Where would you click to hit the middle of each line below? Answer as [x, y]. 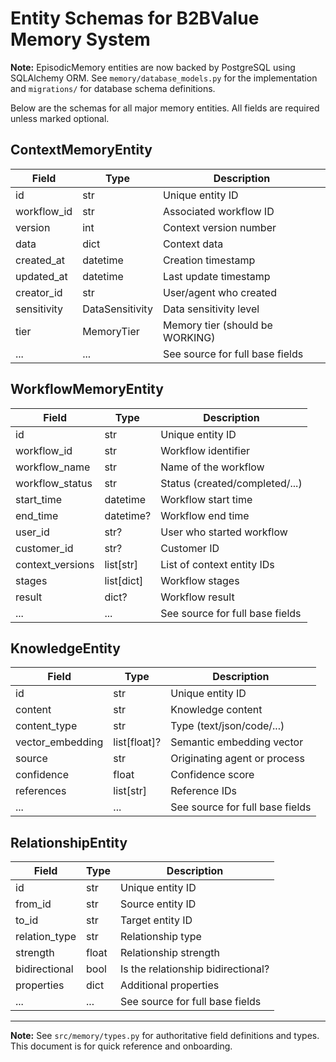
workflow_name [53, 467]
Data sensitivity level [211, 309]
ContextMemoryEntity [81, 150]
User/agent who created [219, 292]
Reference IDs [203, 791]
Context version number [219, 227]
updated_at [41, 276]
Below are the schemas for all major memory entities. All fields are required [165, 108]
